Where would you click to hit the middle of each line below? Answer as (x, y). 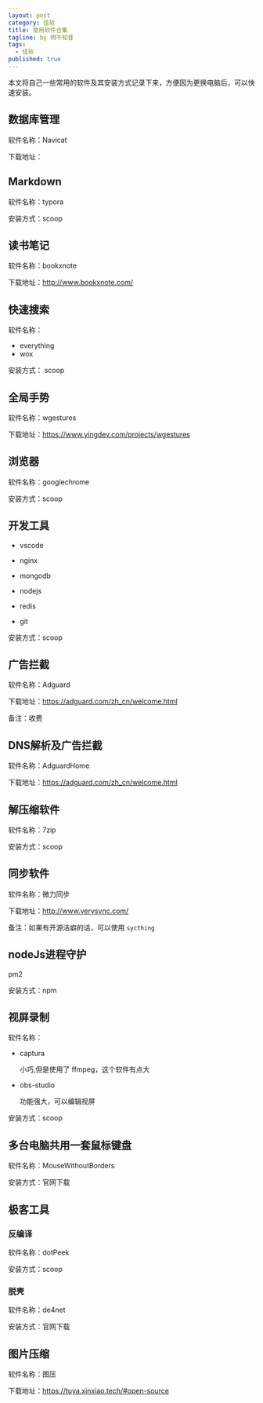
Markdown (35, 182)
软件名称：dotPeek (39, 1252)
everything (37, 345)
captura (32, 1054)
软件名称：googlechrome (49, 482)
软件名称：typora (36, 202)
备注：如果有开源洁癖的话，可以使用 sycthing (81, 927)
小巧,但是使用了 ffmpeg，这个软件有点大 (85, 1069)
